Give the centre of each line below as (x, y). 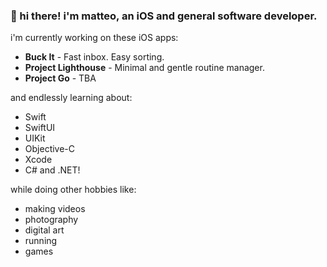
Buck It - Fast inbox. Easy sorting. (94, 57)
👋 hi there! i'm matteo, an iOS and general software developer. (164, 16)
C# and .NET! (52, 170)
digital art (44, 230)
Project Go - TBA (60, 78)
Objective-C (50, 149)
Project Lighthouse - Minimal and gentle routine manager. (144, 68)
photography (51, 220)
